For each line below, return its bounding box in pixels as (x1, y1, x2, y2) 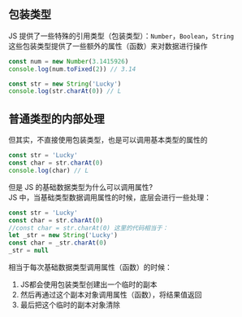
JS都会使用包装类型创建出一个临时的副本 (19, 280, 158, 289)
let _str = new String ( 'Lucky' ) (8, 231, 118, 240)
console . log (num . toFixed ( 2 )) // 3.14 (8, 64, 136, 73)
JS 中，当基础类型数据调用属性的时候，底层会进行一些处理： (8, 192, 211, 202)
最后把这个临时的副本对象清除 (19, 300, 120, 310)
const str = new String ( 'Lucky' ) (8, 80, 122, 88)
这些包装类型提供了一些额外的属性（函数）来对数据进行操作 (8, 41, 208, 51)
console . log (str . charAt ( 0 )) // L (8, 87, 122, 95)
